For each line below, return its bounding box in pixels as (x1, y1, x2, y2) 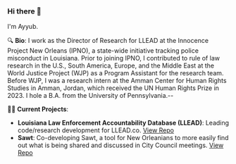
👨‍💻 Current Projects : (7, 105, 69, 113)
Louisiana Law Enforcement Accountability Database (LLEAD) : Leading (17, 119, 230, 127)
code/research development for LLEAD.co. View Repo (17, 126, 175, 134)
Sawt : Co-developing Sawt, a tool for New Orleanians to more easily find (17, 134, 229, 142)
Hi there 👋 (7, 6, 42, 16)
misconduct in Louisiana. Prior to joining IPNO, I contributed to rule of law (7, 54, 221, 63)
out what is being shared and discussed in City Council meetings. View (17, 141, 224, 150)
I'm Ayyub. (7, 23, 39, 31)
